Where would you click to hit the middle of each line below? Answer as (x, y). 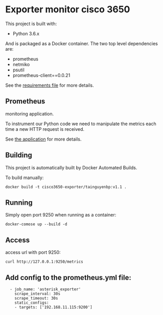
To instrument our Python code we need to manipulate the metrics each (81, 124)
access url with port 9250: (33, 252)
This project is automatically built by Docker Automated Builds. (71, 167)
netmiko (21, 64)
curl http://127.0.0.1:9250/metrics (44, 262)
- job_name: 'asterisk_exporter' (45, 289)
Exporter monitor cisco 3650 (68, 9)
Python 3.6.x (26, 33)
